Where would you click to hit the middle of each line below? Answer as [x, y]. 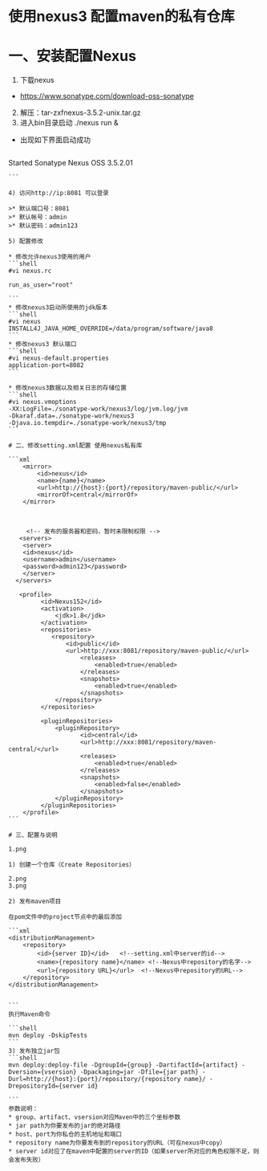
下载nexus [37, 80]
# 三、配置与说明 [33, 835]
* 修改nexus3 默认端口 [42, 345]
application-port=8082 [46, 365]
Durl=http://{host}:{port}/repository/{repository [95, 1079]
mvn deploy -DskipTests [48, 1036]
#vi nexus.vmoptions [43, 402]
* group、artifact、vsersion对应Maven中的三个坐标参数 [95, 1117]
